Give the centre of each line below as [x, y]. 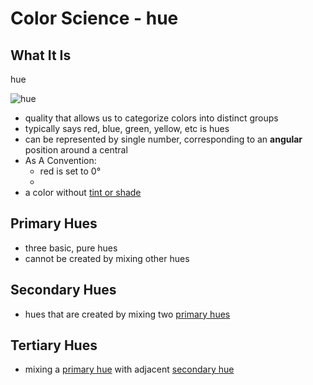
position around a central [76, 150]
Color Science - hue [94, 18]
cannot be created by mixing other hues [107, 258]
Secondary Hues [63, 290]
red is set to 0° [70, 171]
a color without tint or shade [83, 192]
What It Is [41, 55]
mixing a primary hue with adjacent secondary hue [129, 369]
